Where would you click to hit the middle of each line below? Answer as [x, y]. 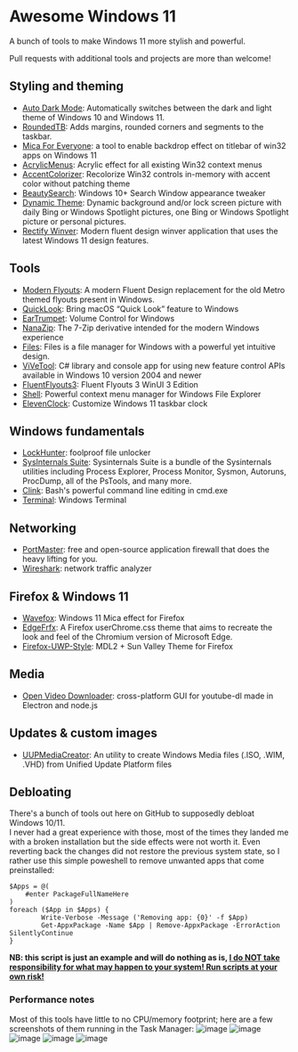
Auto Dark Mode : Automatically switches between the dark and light [147, 108]
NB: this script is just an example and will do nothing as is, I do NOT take [145, 958]
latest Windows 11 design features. [85, 240]
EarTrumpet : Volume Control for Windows [98, 318]
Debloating [40, 792]
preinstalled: [32, 870]
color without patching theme [76, 183]
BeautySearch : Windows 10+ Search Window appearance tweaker [144, 192]
